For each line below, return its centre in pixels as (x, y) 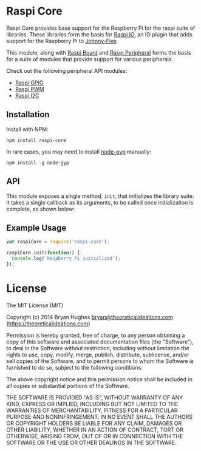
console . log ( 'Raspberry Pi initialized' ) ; (66, 259)
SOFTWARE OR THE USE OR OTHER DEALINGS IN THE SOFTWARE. (91, 443)
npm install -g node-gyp (38, 163)
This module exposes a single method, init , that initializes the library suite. (100, 196)
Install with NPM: (27, 129)
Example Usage (36, 228)
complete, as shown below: (40, 209)
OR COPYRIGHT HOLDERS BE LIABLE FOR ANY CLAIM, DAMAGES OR (94, 423)
